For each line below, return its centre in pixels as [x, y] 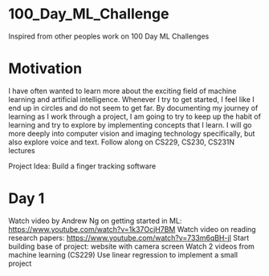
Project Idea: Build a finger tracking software [82, 166]
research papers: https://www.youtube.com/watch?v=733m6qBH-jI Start [129, 237]
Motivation [45, 69]
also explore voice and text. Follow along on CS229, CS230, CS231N [122, 142]
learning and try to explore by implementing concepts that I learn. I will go [130, 124]
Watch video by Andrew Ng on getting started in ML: [95, 221]
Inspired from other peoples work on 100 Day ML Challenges [109, 36]
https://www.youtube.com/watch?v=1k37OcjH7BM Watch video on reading [132, 229]
